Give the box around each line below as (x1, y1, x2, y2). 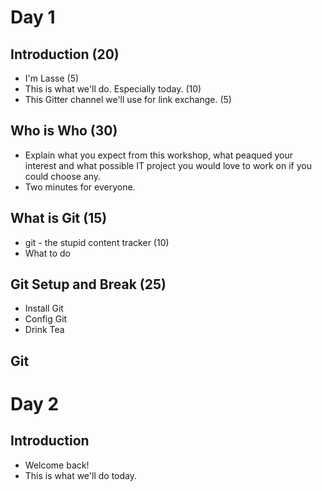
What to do (24, 247, 71, 259)
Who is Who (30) (10, 122, 118, 140)
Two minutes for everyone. (24, 181, 136, 193)
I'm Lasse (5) (24, 72, 80, 84)
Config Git (24, 313, 68, 325)
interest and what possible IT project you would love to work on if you (24, 159, 312, 171)
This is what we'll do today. (24, 469, 137, 481)
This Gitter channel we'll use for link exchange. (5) (24, 94, 232, 105)
